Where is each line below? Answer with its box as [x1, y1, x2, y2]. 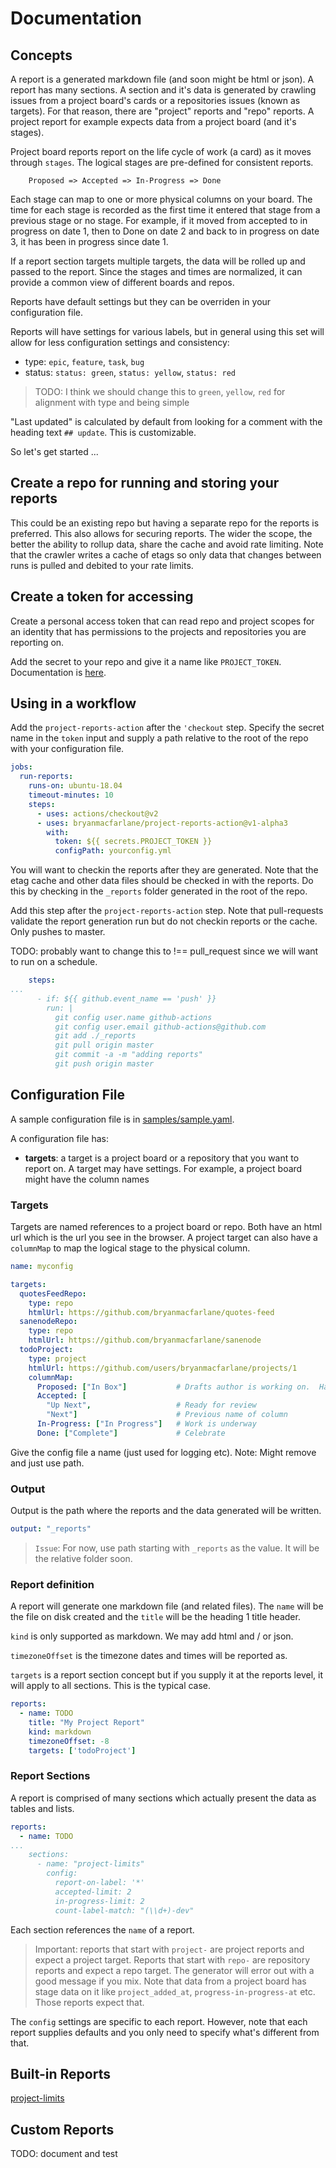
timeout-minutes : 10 [28, 790, 114, 801]
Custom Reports [10, 2121, 115, 2138]
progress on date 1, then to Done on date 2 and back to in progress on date [10, 225, 320, 237]
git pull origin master [54, 1040, 155, 1051]
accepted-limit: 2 [54, 1887, 132, 1897]
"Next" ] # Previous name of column [46, 1410, 288, 1420]
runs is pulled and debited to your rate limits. [10, 559, 194, 571]
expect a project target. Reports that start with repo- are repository [34, 1953, 311, 1966]
